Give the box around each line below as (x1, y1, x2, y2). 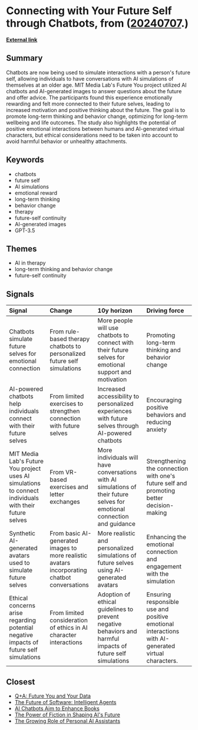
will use (97, 324, 119, 332)
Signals (6, 289, 34, 299)
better (146, 494, 163, 502)
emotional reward (14, 189, 58, 196)
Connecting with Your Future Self (6, 4, 172, 18)
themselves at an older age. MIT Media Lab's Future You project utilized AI (6, 81, 187, 88)
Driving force (146, 306, 184, 315)
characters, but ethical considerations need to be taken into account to (6, 131, 179, 138)
